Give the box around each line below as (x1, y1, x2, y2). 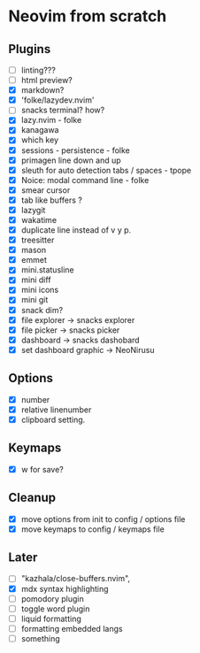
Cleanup (8, 490, 57, 505)
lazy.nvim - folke (20, 115, 82, 126)
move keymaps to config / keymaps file (20, 524, 165, 534)
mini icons (20, 285, 59, 296)
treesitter (20, 234, 55, 245)
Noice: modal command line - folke (20, 174, 150, 185)
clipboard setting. (20, 414, 86, 425)
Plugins (8, 42, 51, 57)
